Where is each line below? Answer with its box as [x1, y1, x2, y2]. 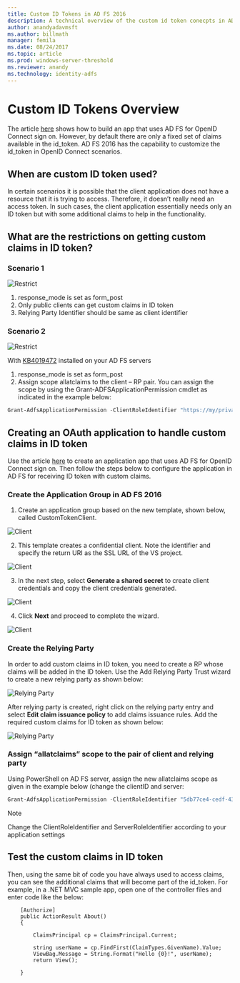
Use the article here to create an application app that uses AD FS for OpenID [7, 456, 232, 465]
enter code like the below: [7, 892, 84, 901]
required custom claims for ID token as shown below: [7, 717, 164, 726]
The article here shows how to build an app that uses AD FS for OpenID [7, 124, 218, 133]
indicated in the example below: [17, 393, 112, 401]
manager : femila [7, 37, 56, 44]
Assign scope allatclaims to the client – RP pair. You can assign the [17, 378, 214, 386]
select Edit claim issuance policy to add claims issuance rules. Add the [7, 710, 218, 719]
